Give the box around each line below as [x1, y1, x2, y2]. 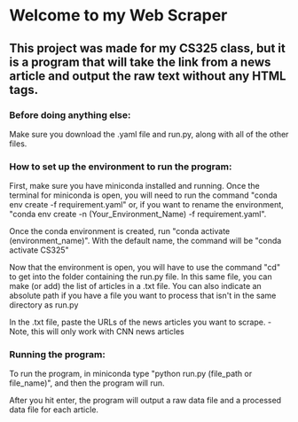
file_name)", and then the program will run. [9, 378, 166, 388]
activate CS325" [9, 245, 69, 255]
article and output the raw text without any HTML [9, 68, 286, 83]
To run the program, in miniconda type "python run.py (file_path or [9, 369, 253, 379]
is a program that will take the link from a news [9, 54, 271, 69]
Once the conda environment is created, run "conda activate [9, 226, 231, 237]
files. [9, 138, 27, 149]
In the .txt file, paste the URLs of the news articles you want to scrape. [9, 316, 266, 328]
